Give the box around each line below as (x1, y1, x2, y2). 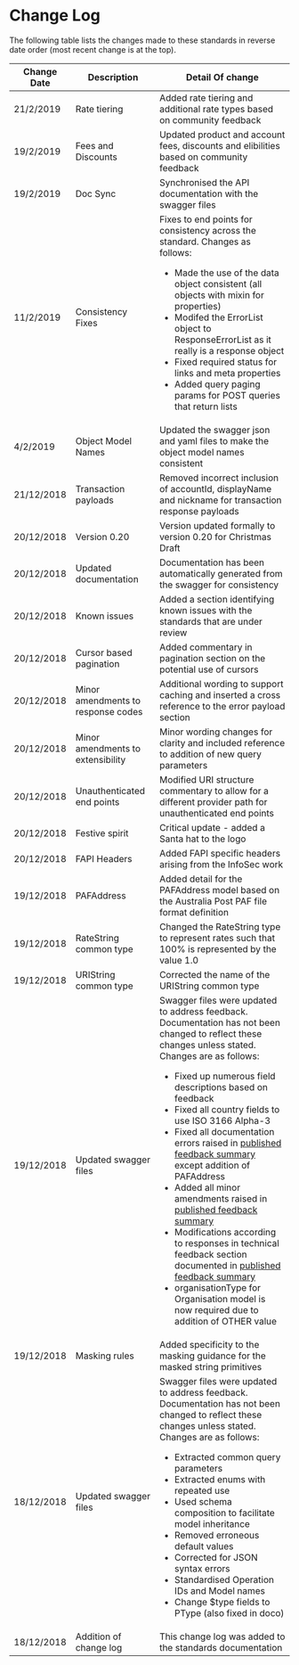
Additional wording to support (158, 677, 284, 690)
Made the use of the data (174, 267, 280, 279)
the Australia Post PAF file (158, 895, 267, 907)
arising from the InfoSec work (158, 857, 284, 870)
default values (174, 1539, 234, 1552)
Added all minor (174, 1181, 241, 1193)
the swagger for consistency (158, 578, 279, 591)
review (158, 626, 188, 638)
